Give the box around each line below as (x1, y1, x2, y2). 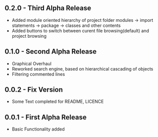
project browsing (11, 33, 47, 39)
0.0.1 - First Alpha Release (4, 113, 87, 121)
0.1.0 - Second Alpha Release (4, 47, 97, 56)
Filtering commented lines (11, 71, 65, 77)
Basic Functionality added (11, 126, 65, 132)
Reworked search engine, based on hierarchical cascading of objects (11, 66, 154, 71)
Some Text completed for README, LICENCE (11, 99, 104, 105)
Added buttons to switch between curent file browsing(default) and (11, 27, 149, 34)
